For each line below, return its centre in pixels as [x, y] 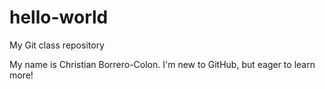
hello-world [59, 17]
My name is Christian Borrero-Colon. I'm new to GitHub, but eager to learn [162, 64]
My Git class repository [57, 45]
